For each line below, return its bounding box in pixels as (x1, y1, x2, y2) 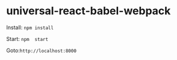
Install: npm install (6, 24, 54, 31)
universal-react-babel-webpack (6, 4, 171, 18)
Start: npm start (6, 35, 49, 42)
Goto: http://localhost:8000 (6, 46, 77, 54)
